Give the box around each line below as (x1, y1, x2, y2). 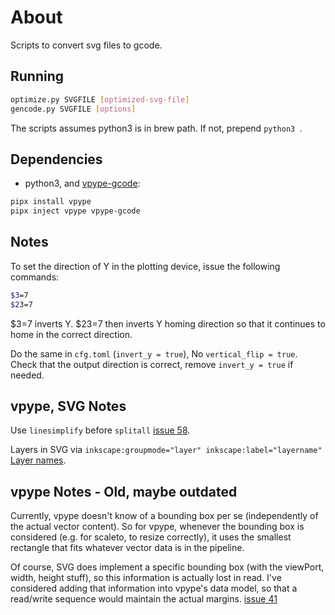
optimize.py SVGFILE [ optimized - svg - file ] (10, 94, 190, 105)
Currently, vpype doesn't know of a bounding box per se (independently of (10, 510, 319, 522)
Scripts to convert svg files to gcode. (10, 39, 163, 51)
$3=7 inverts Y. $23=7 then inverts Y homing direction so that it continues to (10, 317, 326, 330)
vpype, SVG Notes (10, 398, 127, 415)
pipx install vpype (10, 197, 92, 207)
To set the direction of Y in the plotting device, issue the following (10, 260, 281, 272)
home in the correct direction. (10, 328, 133, 340)
